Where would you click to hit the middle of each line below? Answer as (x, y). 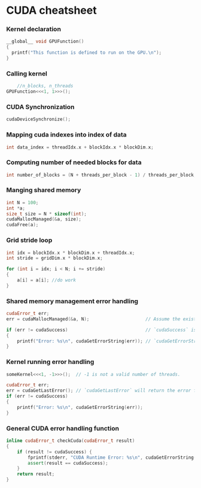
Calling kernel (27, 74)
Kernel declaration (34, 29)
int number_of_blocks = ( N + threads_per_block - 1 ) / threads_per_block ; (101, 175)
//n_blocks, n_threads (45, 86)
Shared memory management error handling (72, 301)
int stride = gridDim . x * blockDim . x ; (54, 258)
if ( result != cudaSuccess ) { (55, 452)
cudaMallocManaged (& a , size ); (44, 219)
